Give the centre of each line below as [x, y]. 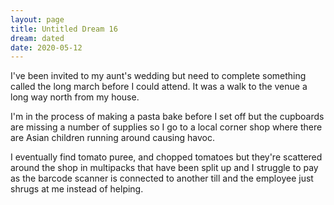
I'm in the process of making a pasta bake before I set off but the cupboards [167, 117]
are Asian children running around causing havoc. [112, 138]
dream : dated [37, 38]
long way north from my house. [75, 97]
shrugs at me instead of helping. [77, 189]
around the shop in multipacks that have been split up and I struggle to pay [164, 168]
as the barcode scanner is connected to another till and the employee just [162, 178]
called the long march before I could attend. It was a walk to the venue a [159, 87]
